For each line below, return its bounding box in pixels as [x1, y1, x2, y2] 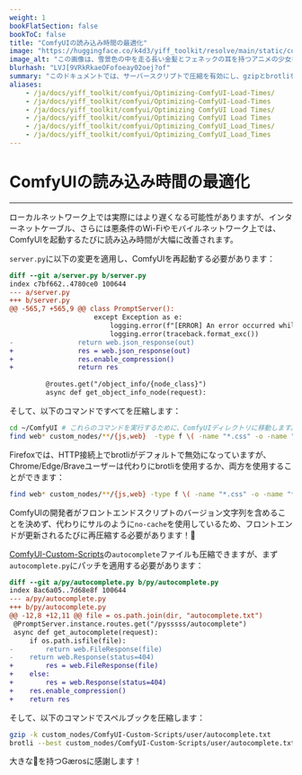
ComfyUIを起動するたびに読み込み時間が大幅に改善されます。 [9, 234, 238, 245]
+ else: [9, 670, 50, 679]
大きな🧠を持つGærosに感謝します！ [9, 756, 142, 767]
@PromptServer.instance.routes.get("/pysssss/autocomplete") [13, 619, 247, 628]
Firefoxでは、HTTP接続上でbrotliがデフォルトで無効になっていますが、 [9, 449, 271, 459]
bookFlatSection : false [9, 22, 99, 31]
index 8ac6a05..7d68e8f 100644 [9, 586, 127, 595]
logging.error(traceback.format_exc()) [109, 329, 259, 338]
